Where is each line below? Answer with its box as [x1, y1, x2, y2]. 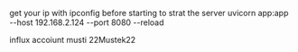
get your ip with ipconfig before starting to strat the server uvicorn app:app [9, 8, 289, 18]
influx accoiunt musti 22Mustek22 [9, 35, 136, 45]
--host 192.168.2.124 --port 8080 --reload [9, 17, 164, 28]
